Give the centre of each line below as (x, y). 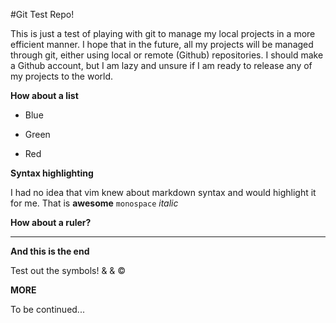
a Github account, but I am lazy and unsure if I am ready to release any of (161, 65)
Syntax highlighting (52, 173)
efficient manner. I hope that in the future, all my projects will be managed (162, 44)
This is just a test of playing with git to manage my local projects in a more (163, 33)
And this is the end (50, 251)
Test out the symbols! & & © (68, 270)
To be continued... (47, 309)
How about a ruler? (51, 222)
